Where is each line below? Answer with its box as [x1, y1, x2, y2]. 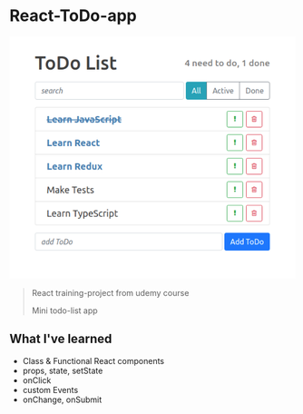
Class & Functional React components [22, 355, 165, 366]
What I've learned [9, 331, 112, 347]
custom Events [22, 384, 79, 395]
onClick [22, 374, 52, 386]
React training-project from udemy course [31, 287, 190, 298]
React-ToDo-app [9, 5, 138, 26]
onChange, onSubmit [22, 394, 103, 405]
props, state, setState [22, 365, 103, 376]
